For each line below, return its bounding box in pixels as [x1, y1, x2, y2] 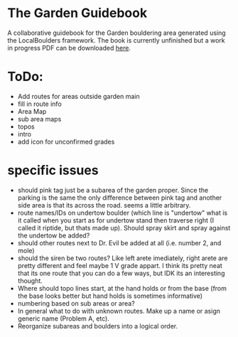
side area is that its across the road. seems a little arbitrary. [17, 200, 191, 209]
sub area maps [17, 114, 62, 123]
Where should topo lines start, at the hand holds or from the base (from [17, 284, 227, 292]
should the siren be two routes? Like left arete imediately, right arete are [17, 254, 228, 262]
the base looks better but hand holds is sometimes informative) [17, 291, 203, 300]
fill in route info [17, 100, 62, 108]
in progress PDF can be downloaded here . [7, 43, 131, 52]
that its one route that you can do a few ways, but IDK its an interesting [17, 269, 225, 277]
